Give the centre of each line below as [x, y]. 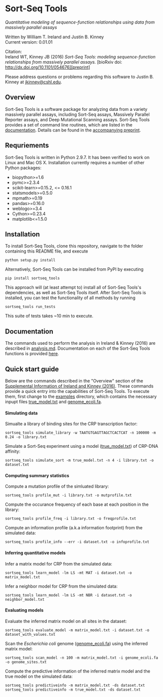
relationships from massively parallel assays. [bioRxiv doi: [64, 62]
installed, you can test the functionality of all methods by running [70, 298]
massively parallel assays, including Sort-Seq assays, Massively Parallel [77, 114]
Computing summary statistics [37, 475]
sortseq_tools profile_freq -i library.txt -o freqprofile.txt [71, 519]
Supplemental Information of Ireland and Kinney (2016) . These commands [79, 386]
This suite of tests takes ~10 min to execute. [49, 316]
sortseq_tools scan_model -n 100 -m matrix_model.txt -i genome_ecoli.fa [82, 658]
